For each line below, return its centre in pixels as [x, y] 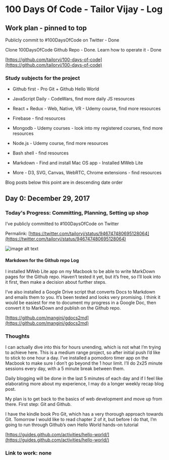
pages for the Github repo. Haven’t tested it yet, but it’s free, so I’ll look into [83, 277]
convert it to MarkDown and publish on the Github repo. [63, 308]
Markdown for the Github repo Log [42, 260]
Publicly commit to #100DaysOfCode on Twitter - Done [62, 40]
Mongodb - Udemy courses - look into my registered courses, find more [88, 128]
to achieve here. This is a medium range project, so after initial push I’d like [83, 352]
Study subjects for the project [43, 78]
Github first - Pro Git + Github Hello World [56, 89]
